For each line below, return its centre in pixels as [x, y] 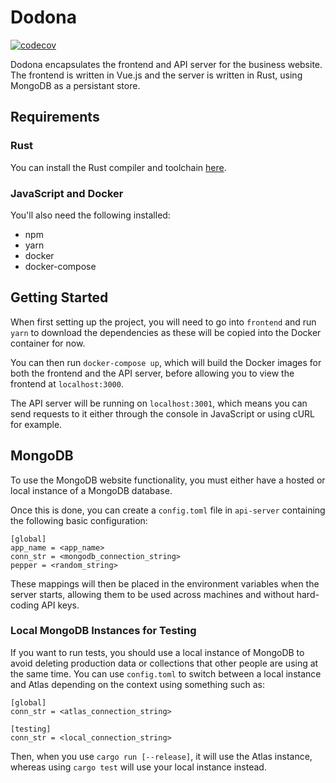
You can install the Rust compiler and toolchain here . [118, 167]
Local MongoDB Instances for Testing [103, 631]
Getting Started [59, 297]
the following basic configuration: [79, 520]
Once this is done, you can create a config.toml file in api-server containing [168, 510]
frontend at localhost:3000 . [67, 383]
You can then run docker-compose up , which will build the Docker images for [166, 362]
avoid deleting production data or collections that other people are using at [164, 663]
